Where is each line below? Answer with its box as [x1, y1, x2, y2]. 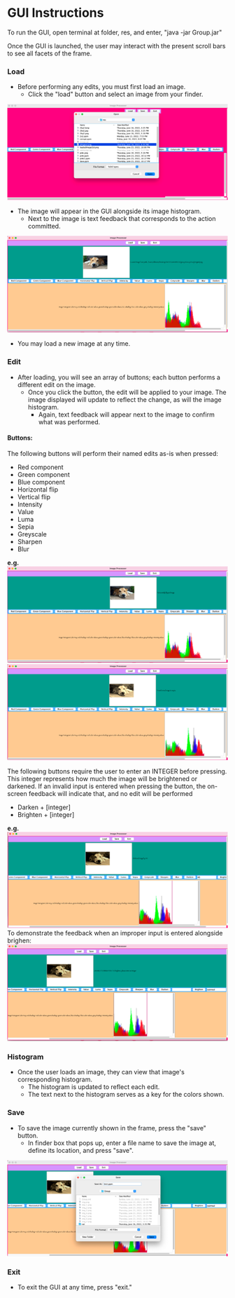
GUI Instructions [7, 5, 104, 21]
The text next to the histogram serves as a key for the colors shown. [27, 1090, 225, 1099]
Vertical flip [17, 492, 51, 501]
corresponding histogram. [17, 1075, 93, 1084]
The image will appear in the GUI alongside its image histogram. [17, 207, 201, 215]
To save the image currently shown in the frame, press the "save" [17, 1123, 206, 1132]
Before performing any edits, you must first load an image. [17, 83, 186, 91]
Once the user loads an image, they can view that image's [17, 1068, 185, 1076]
